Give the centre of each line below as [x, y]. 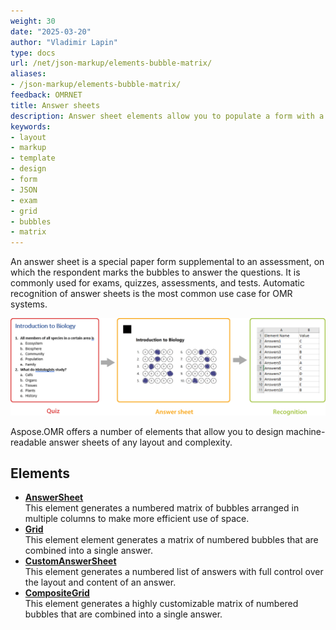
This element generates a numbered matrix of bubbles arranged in [162, 508]
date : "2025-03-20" [51, 31]
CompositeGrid [57, 593]
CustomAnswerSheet [70, 561]
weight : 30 [33, 21]
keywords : [31, 126]
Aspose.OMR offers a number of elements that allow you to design [147, 431]
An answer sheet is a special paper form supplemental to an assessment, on [167, 262]
